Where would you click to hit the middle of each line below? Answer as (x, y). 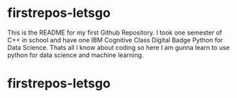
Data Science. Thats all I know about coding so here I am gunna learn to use (118, 47)
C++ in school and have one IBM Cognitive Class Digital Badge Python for (115, 39)
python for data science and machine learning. (76, 55)
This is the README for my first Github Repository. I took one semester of (115, 32)
